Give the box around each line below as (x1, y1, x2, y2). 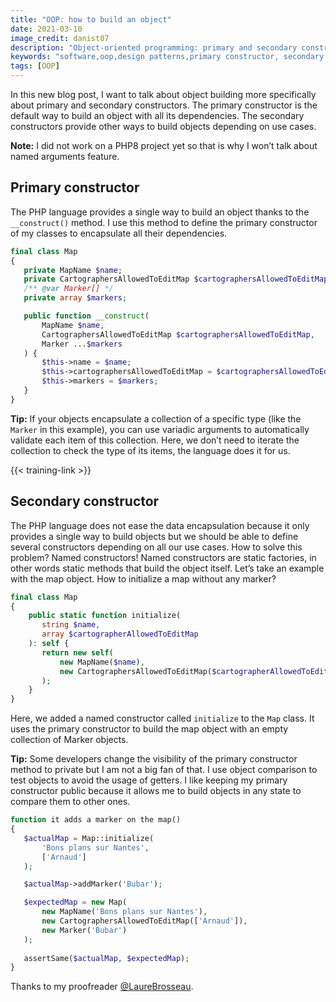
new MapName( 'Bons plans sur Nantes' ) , (41, 907, 208, 917)
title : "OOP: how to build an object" (10, 14, 172, 25)
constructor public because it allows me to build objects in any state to (10, 785, 302, 797)
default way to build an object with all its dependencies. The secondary (10, 110, 305, 121)
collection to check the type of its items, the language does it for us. (10, 444, 291, 456)
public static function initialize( (28, 611, 182, 621)
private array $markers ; (23, 293, 128, 303)
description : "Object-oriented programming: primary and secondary (10, 42, 298, 53)
